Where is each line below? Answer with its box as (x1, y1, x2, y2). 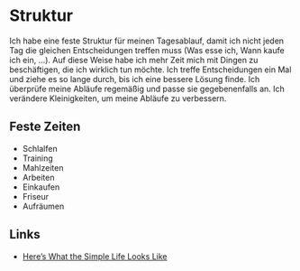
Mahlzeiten (22, 162, 64, 173)
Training (22, 153, 54, 164)
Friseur (22, 191, 50, 201)
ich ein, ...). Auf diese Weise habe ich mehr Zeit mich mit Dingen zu (9, 54, 259, 65)
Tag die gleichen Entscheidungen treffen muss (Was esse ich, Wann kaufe (9, 44, 286, 55)
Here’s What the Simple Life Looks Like (22, 250, 168, 262)
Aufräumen (22, 201, 65, 211)
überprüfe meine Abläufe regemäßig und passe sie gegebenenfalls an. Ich (9, 83, 286, 94)
